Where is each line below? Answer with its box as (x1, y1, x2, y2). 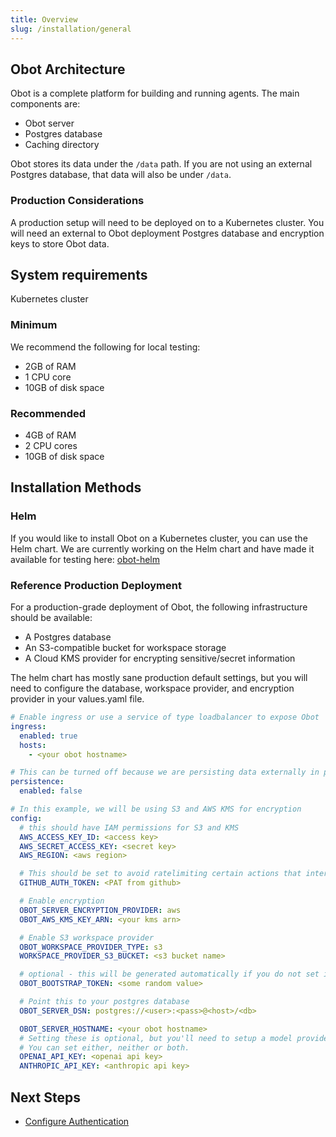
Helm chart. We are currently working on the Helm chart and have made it (10, 542, 315, 555)
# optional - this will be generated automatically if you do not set (19, 969, 320, 980)
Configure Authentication (24, 1115, 130, 1127)
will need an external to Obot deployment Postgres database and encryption (10, 227, 325, 239)
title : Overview (10, 14, 78, 25)
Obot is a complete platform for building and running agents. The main (10, 87, 300, 100)
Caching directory (24, 139, 100, 151)
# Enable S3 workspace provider (19, 932, 155, 943)
